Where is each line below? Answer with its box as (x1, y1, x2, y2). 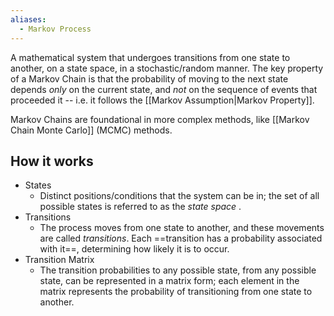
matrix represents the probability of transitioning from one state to (39, 286, 313, 298)
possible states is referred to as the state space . (39, 201, 242, 213)
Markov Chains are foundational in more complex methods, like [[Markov (10, 113, 310, 125)
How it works (10, 152, 94, 170)
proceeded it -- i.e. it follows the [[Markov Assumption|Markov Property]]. (10, 94, 315, 106)
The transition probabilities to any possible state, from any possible (39, 264, 317, 276)
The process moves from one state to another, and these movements (39, 222, 325, 234)
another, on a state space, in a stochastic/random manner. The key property (10, 62, 324, 74)
